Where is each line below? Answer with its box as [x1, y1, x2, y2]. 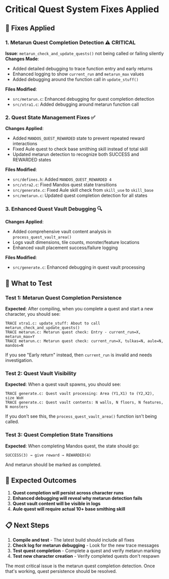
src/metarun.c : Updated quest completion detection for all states [12, 192, 148, 198]
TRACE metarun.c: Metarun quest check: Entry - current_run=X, [5, 330, 141, 335]
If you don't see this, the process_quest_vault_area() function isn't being [5, 413, 157, 420]
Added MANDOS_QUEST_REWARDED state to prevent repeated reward [12, 135, 145, 141]
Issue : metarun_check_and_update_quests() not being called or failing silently [5, 50, 164, 56]
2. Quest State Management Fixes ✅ [5, 114, 96, 121]
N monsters [5, 404, 28, 409]
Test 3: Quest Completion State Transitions [5, 431, 114, 438]
